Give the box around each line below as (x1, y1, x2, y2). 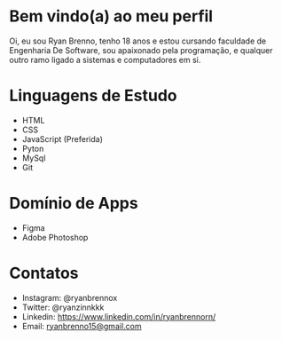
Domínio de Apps (9, 194, 139, 214)
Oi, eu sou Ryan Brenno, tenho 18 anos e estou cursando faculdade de (9, 36, 267, 46)
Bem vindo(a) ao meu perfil (9, 6, 214, 27)
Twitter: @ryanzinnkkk (21, 302, 105, 312)
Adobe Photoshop (21, 232, 89, 242)
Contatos (9, 264, 79, 283)
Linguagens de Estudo (9, 86, 177, 106)
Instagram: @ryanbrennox (21, 292, 118, 303)
